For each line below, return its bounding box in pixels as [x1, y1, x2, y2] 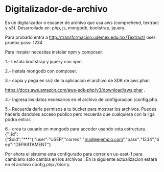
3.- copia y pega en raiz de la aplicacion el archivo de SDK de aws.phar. [5, 77, 150, 83]
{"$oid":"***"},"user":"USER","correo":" [5, 136, 85, 142]
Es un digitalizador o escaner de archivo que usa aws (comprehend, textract [5, 20, 159, 25]
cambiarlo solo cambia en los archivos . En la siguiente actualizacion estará [5, 156, 158, 162]
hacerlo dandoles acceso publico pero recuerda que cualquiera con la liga [5, 111, 155, 117]
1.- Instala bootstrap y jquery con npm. [5, 58, 83, 64]
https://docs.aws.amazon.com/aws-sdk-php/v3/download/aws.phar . [5, 87, 145, 93]
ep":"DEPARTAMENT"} [5, 141, 51, 147]
